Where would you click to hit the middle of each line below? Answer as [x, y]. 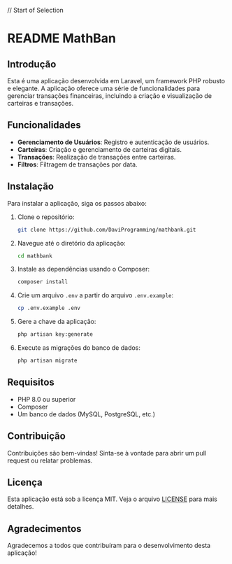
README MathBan [62, 38]
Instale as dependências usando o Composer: [84, 269]
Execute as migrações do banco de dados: [79, 348]
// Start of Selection [36, 10]
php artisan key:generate [55, 334]
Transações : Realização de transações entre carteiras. [96, 157]
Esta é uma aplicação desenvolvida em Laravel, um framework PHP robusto [116, 81]
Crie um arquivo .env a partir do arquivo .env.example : [95, 295]
